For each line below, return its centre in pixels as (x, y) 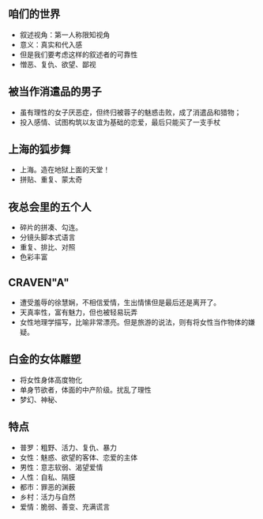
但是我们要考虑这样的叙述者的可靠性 (79, 55)
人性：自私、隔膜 (47, 477)
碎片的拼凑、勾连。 (51, 228)
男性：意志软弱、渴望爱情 (61, 467)
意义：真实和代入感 (51, 44)
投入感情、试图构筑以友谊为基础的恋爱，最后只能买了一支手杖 (120, 122)
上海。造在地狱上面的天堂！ (65, 170)
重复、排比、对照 (47, 247)
